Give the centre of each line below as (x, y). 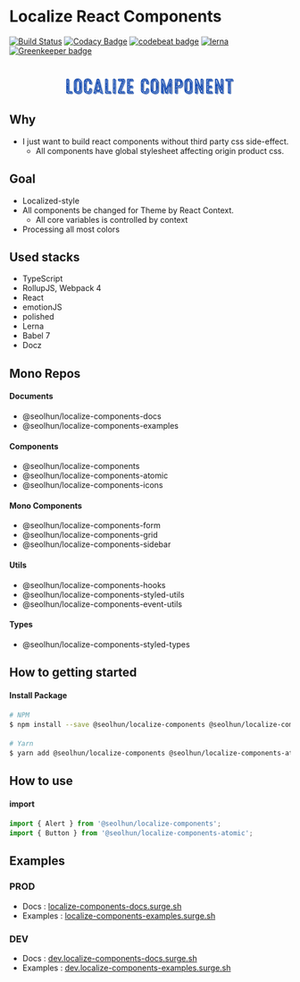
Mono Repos (45, 373)
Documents (31, 397)
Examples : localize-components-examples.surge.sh (119, 916)
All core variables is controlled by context (112, 219)
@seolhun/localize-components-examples (100, 425)
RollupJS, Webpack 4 (62, 288)
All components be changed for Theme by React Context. (128, 210)
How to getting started (73, 673)
